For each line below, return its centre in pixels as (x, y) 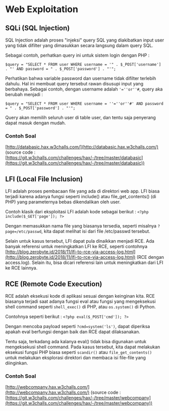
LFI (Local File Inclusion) (44, 179)
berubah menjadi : (24, 94)
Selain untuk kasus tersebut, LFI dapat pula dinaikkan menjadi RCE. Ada (80, 241)
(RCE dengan (150, 257)
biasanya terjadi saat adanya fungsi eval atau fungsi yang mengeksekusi (80, 301)
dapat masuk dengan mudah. (36, 123)
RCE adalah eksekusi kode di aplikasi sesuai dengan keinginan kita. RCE (80, 296)
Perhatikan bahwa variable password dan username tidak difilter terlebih (81, 78)
